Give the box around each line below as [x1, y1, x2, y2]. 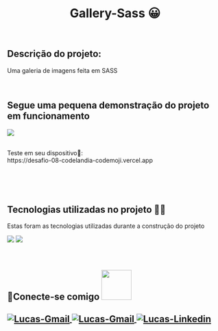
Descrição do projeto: [7, 48, 101, 60]
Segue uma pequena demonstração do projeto [7, 100, 210, 111]
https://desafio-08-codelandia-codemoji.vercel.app [7, 156, 153, 164]
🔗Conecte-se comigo [7, 290, 100, 302]
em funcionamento [7, 111, 90, 122]
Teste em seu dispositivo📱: [7, 148, 84, 157]
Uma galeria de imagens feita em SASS [7, 66, 118, 74]
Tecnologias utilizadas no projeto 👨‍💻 [7, 203, 167, 215]
